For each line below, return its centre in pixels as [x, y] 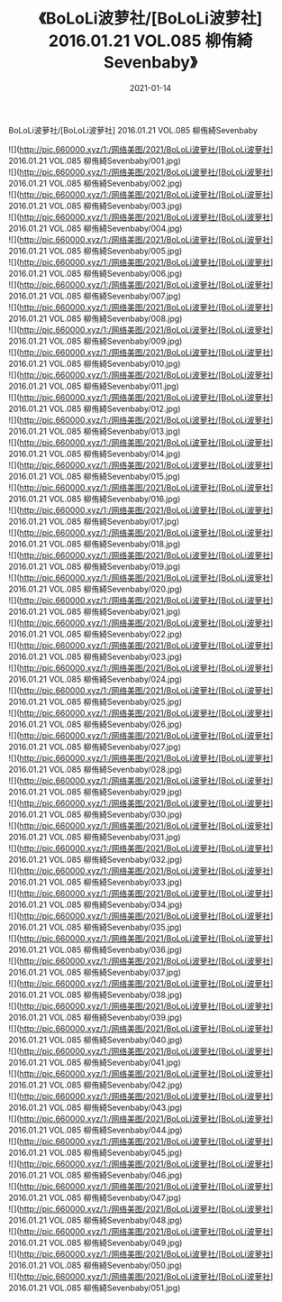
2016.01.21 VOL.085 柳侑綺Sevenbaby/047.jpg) [95, 1197]
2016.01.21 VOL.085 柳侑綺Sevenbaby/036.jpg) [96, 949]
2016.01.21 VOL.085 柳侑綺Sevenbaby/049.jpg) [96, 1242]
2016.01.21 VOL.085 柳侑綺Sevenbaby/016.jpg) [95, 499]
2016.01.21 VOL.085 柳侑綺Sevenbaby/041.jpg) [95, 1062]
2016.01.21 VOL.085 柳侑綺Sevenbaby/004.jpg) [96, 228]
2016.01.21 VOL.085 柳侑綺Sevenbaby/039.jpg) [96, 1017]
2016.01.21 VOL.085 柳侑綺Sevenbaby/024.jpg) [96, 679]
